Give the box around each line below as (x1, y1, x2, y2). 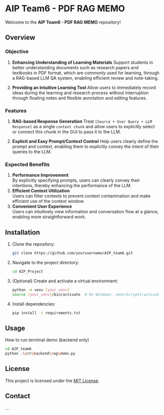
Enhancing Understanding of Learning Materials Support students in (12, 59, 153, 65)
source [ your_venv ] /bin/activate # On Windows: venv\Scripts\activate (12, 292, 162, 297)
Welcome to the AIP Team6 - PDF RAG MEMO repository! (5, 19, 121, 25)
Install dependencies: (12, 301, 56, 307)
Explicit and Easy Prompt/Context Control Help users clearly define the (12, 138, 158, 144)
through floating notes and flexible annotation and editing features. (12, 95, 147, 101)
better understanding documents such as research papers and (12, 64, 139, 70)
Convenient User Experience (12, 203, 72, 209)
